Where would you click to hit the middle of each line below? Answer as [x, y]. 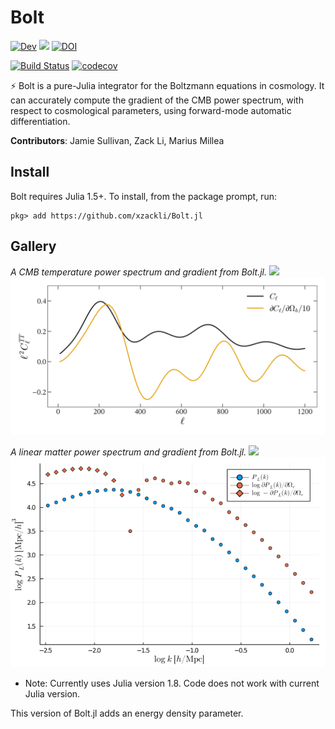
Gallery [33, 246]
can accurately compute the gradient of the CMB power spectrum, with [157, 100]
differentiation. [40, 121]
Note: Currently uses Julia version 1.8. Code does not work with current [172, 683]
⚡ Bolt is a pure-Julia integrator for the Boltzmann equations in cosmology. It [167, 85]
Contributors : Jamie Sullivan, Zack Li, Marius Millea [117, 140]
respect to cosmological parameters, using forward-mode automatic [151, 110]
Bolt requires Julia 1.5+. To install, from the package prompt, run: [143, 196]
